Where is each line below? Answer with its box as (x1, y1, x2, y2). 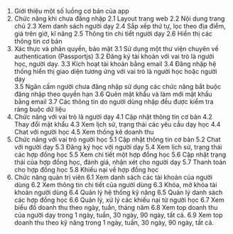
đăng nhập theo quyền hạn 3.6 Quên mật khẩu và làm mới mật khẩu (13, 90, 212, 98)
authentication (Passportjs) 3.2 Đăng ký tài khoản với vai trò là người (13, 52, 215, 60)
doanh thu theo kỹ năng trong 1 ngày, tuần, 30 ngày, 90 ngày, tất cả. (13, 218, 215, 227)
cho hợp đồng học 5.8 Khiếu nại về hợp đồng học (13, 166, 159, 174)
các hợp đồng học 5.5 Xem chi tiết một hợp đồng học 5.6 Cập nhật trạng (13, 150, 227, 159)
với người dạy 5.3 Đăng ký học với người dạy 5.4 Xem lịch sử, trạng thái (13, 143, 222, 151)
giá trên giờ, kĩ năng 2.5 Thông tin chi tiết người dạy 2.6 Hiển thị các (13, 29, 213, 38)
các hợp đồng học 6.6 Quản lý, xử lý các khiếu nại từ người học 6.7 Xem (13, 196, 225, 204)
